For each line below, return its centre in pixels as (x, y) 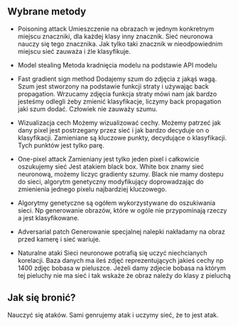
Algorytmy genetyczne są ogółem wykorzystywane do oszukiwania (117, 203)
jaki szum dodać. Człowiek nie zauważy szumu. (87, 108)
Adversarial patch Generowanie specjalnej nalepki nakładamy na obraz (121, 231)
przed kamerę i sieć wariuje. (59, 239)
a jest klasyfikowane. (48, 218)
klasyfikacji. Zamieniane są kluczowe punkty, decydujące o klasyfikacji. (122, 137)
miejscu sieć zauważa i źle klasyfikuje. (74, 51)
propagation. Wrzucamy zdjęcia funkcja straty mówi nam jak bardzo (117, 94)
